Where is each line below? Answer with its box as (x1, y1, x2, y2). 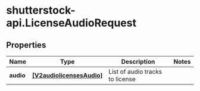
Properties (6, 40, 46, 50)
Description (121, 58, 155, 65)
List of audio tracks (108, 68, 162, 76)
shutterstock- (6, 4, 76, 17)
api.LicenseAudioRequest (6, 16, 137, 30)
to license (108, 75, 136, 83)
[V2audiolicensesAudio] (32, 71, 103, 79)
